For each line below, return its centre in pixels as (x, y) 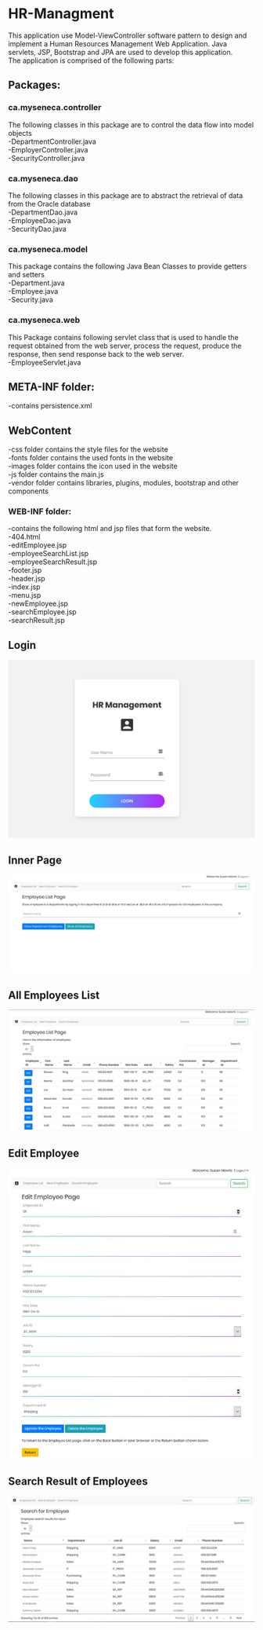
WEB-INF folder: (40, 511)
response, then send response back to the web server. (96, 353)
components (29, 491)
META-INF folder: (52, 387)
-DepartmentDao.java (43, 212)
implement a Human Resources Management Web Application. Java (118, 43)
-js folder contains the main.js (56, 474)
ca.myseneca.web (44, 321)
